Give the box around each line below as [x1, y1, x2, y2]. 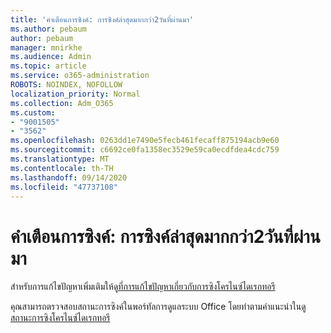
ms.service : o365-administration [10, 71, 150, 81]
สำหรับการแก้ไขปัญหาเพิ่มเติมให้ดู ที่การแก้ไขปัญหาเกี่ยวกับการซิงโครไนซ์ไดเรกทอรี [10, 281, 276, 293]
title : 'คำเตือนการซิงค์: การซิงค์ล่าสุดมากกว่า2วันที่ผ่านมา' [10, 14, 195, 25]
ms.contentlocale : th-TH [10, 163, 114, 173]
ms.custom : [10, 107, 56, 118]
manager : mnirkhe [10, 42, 83, 53]
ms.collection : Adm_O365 [10, 98, 114, 108]
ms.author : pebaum [10, 24, 87, 34]
